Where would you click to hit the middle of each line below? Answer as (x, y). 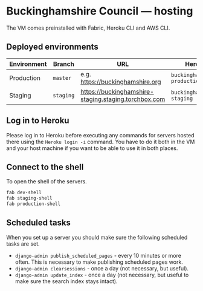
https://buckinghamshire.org (121, 82)
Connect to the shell (45, 167)
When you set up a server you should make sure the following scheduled (97, 237)
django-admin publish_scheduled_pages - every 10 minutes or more (98, 255)
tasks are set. (23, 244)
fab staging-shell (29, 198)
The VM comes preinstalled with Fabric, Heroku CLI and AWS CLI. (88, 28)
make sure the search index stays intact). (66, 281)
